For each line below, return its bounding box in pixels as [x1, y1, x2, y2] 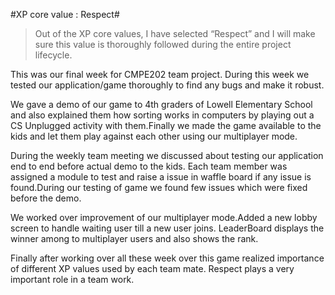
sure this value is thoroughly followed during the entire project [34, 39, 292, 50]
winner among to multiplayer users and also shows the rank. [10, 233, 259, 244]
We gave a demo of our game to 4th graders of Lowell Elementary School [10, 99, 313, 110]
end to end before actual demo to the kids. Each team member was [10, 160, 288, 172]
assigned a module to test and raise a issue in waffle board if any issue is [10, 171, 312, 183]
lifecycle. [34, 49, 73, 61]
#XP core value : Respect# [10, 9, 120, 20]
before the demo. [10, 192, 82, 204]
